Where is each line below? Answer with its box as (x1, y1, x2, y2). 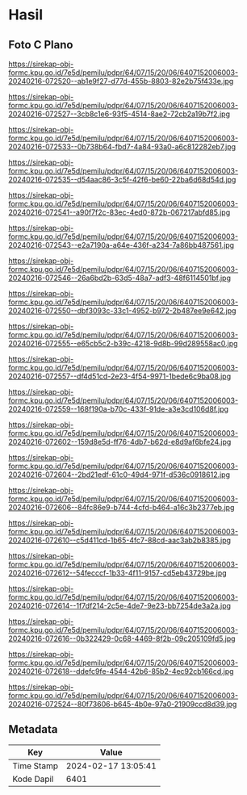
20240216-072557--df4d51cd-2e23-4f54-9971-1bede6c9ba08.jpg (8, 371, 232, 381)
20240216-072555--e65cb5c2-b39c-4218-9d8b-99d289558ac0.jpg (8, 339, 238, 348)
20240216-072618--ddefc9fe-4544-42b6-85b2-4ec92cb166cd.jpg (8, 667, 234, 676)
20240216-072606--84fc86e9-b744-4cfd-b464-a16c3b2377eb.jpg (8, 503, 235, 512)
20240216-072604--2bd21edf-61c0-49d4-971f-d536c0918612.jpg (8, 470, 231, 479)
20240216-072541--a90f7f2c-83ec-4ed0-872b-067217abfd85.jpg (8, 207, 231, 217)
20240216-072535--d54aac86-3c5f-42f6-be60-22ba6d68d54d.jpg (8, 175, 237, 184)
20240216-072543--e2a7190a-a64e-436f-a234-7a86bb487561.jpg (8, 241, 235, 249)
